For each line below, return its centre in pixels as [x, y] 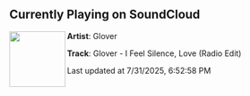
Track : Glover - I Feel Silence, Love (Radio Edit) [154, 53]
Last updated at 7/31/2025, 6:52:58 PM [139, 70]
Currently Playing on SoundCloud [105, 15]
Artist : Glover [92, 36]
